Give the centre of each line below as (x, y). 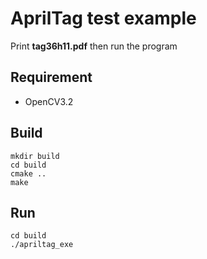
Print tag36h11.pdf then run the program (94, 46)
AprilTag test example (103, 18)
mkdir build (35, 156)
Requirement (51, 77)
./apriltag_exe (42, 245)
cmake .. (28, 173)
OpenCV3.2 (49, 101)
